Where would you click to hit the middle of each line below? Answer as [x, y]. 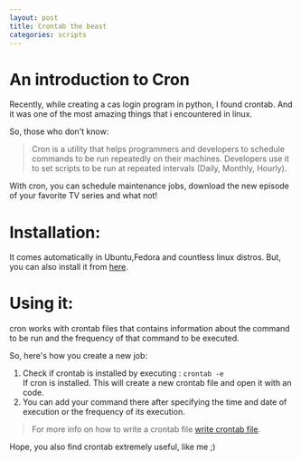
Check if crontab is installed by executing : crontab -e [123, 373]
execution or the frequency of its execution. [103, 412]
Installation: [55, 232]
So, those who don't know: [59, 131]
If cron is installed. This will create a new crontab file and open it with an [157, 383]
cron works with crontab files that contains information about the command [150, 329]
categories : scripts [48, 34]
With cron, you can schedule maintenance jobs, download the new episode [149, 186]
